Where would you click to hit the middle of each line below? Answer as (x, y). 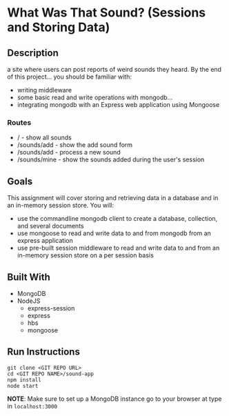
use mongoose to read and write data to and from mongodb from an (114, 233)
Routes (19, 122)
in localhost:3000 (32, 406)
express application (45, 241)
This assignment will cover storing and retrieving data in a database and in (113, 198)
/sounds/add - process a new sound (69, 152)
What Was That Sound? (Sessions (107, 13)
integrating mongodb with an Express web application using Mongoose (118, 105)
